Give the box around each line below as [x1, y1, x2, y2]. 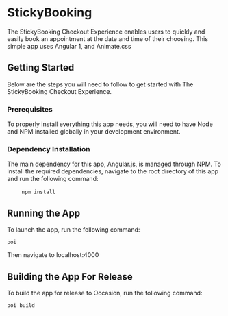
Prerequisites [7, 104, 53, 114]
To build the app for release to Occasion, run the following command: [7, 289, 203, 297]
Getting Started [7, 62, 75, 73]
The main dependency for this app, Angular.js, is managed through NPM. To [7, 160, 221, 169]
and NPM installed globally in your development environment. [7, 127, 181, 136]
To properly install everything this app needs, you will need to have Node [7, 120, 214, 128]
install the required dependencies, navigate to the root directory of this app [7, 167, 219, 175]
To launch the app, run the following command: [7, 226, 140, 234]
